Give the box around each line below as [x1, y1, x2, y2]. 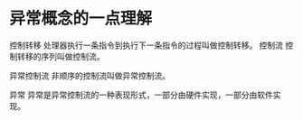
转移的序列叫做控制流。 [16, 51, 105, 61]
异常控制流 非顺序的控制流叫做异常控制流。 [9, 69, 170, 81]
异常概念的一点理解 [9, 8, 153, 29]
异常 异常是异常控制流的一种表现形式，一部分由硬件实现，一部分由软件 [9, 89, 273, 100]
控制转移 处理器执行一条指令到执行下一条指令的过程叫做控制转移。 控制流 [9, 40, 283, 51]
